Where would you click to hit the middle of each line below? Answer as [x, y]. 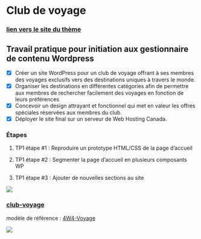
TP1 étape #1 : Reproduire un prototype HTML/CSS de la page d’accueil [104, 148]
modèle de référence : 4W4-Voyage [51, 218]
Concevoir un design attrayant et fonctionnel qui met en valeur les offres [105, 106]
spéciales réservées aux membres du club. [69, 113]
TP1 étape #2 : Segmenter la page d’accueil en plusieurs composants [101, 160]
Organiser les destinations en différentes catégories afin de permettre [102, 86]
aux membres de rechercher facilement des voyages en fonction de [99, 93]
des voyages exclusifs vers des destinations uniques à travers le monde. [105, 80]
